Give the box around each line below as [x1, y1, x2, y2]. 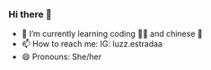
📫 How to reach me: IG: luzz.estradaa [21, 39, 163, 49]
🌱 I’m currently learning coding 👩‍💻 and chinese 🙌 [21, 29, 203, 39]
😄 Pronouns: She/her [21, 51, 102, 62]
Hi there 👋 [8, 8, 53, 21]
